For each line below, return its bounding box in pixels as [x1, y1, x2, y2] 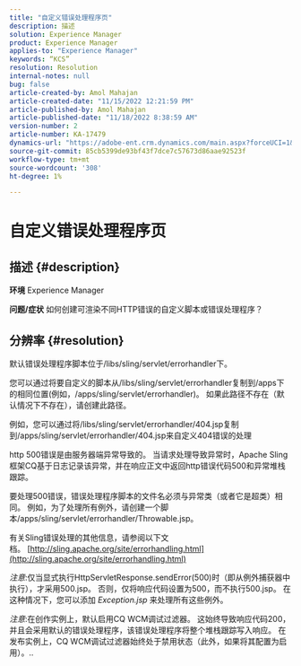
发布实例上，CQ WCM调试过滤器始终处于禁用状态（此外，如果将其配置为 [9, 636, 279, 647]
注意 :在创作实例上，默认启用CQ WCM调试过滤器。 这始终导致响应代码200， [9, 614, 291, 625]
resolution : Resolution [9, 64, 99, 73]
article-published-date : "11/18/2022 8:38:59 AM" [9, 113, 199, 122]
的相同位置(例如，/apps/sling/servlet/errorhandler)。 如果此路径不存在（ [9, 389, 278, 399]
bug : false [9, 80, 50, 89]
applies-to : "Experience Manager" [9, 47, 139, 56]
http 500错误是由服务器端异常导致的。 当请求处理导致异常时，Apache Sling [9, 450, 288, 460]
